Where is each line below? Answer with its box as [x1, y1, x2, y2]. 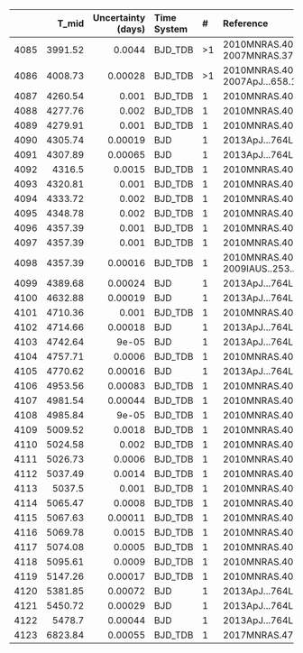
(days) [116, 23, 146, 35]
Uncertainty [93, 12, 146, 23]
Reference [222, 17, 269, 30]
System [153, 23, 188, 35]
